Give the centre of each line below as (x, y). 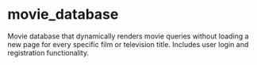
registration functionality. (48, 52)
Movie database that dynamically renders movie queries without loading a (128, 36)
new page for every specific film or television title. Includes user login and (128, 44)
